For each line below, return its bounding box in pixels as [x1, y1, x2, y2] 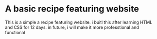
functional [5, 29, 25, 35]
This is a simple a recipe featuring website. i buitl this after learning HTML [5, 19, 153, 25]
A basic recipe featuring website [5, 3, 140, 14]
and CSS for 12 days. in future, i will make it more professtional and [5, 24, 140, 30]
